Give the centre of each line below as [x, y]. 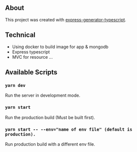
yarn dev [15, 85]
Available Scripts [31, 72]
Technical [20, 35]
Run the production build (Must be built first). [50, 117]
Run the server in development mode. [43, 95]
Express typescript [31, 52]
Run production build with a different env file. [50, 144]
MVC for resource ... [32, 57]
